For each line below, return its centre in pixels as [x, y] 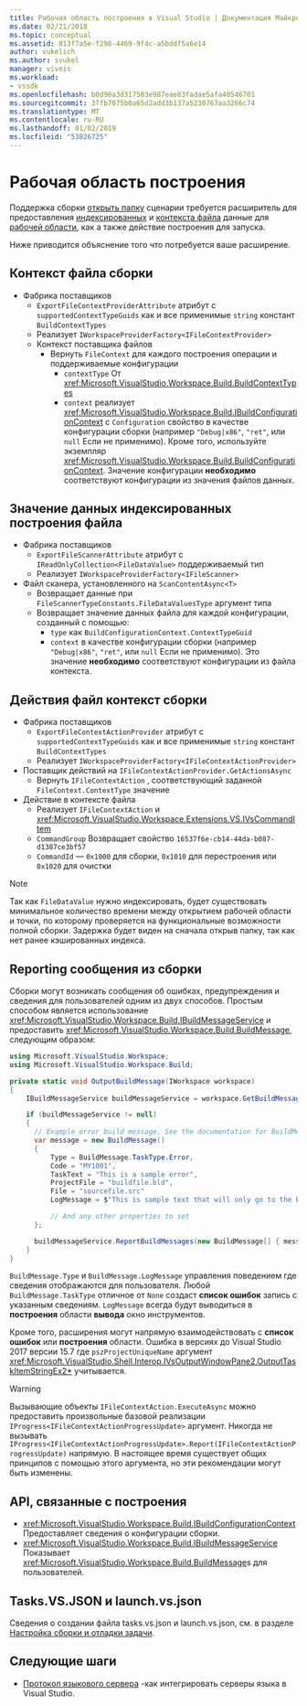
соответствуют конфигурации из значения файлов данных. [179, 480]
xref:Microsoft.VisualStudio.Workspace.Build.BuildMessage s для [145, 1562]
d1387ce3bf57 [61, 848]
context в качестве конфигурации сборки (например [153, 642]
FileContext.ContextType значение [103, 790]
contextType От [92, 373]
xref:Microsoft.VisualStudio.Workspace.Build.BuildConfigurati [179, 460]
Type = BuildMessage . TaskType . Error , [122, 1157]
